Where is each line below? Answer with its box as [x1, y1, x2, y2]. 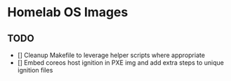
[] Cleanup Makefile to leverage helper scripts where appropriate [17, 51, 206, 59]
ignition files [17, 66, 53, 74]
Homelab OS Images [7, 4, 128, 20]
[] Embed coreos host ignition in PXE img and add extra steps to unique [17, 58, 225, 67]
